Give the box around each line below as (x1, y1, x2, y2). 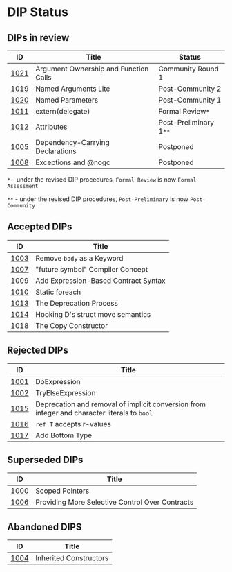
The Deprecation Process (35, 298, 119, 308)
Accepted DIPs (7, 221, 72, 233)
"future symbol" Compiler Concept (35, 264, 148, 274)
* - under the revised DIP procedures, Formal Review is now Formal (7, 175, 197, 184)
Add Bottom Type (35, 431, 93, 440)
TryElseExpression (35, 388, 96, 397)
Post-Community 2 (158, 84, 222, 94)
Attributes (35, 122, 68, 132)
